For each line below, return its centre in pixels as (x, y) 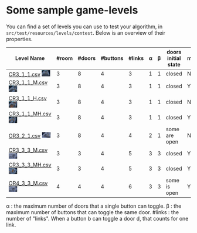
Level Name (30, 58)
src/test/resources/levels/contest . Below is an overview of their (86, 32)
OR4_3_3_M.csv (28, 184)
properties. (19, 39)
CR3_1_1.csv (25, 74)
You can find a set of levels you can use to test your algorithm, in (84, 26)
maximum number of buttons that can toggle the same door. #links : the (93, 212)
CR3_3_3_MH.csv (30, 165)
